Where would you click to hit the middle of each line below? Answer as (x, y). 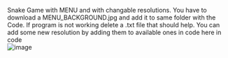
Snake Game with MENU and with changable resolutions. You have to (107, 10)
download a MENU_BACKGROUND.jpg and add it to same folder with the (112, 17)
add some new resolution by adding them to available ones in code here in (114, 32)
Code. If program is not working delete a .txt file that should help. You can (114, 25)
